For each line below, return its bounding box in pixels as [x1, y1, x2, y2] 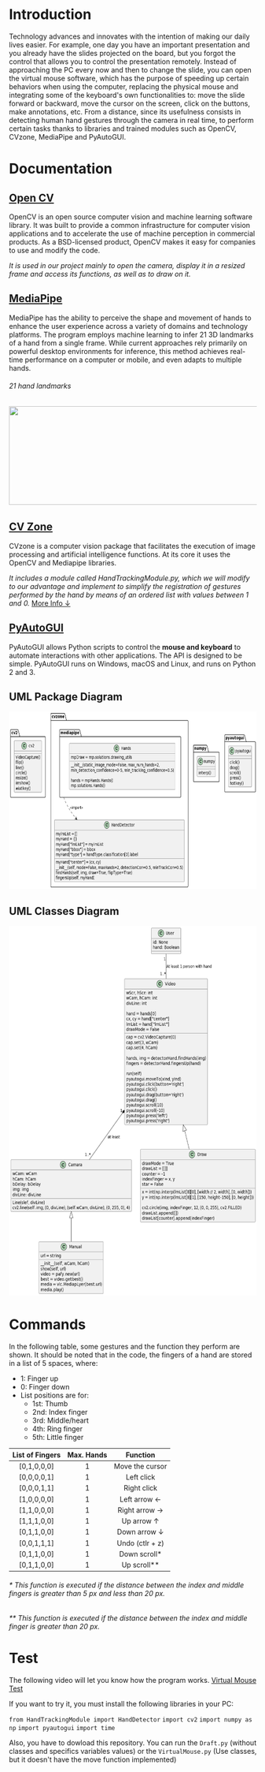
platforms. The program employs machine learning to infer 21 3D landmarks [9, 330, 254, 339]
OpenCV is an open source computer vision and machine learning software [9, 211, 252, 222]
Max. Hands [67, 1449, 108, 1460]
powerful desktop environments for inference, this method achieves [9, 346, 229, 356]
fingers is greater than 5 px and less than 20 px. [9, 1589, 166, 1599]
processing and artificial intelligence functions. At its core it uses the [9, 550, 231, 559]
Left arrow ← [120, 1494, 162, 1504]
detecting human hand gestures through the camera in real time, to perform [9, 115, 254, 125]
